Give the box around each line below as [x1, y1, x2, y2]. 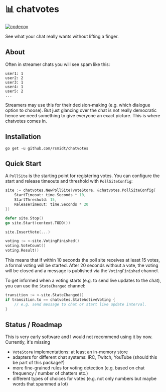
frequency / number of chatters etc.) [12, 370, 88, 376]
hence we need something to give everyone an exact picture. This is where [5, 112, 160, 118]
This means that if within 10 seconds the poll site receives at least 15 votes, [5, 257, 160, 263]
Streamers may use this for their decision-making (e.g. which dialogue [5, 102, 150, 108]
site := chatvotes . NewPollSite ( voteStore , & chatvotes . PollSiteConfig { [5, 188, 156, 193]
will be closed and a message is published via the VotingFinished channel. [5, 268, 159, 274]
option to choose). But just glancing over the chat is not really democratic [5, 107, 157, 113]
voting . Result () [5, 248, 39, 253]
